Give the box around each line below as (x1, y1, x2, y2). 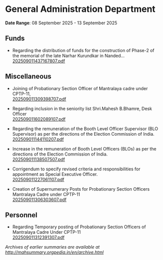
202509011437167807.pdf (12, 58, 65, 64)
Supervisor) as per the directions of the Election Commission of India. (12, 131, 155, 137)
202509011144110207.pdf (12, 136, 64, 142)
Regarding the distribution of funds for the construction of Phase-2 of (12, 47, 155, 53)
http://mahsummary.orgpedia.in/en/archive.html (5, 249, 104, 256)
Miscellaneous (5, 72, 52, 81)
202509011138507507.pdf (12, 156, 65, 162)
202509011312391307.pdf (12, 234, 65, 241)
